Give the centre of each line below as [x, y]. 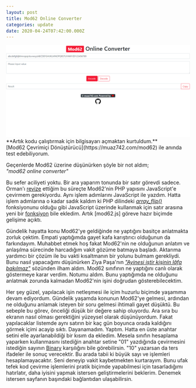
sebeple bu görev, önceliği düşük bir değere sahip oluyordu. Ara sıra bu [92, 311]
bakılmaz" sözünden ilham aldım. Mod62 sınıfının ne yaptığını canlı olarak [94, 268]
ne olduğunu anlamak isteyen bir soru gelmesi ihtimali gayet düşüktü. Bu [93, 304]
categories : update [30, 25]
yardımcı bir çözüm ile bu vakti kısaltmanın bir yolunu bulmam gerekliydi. [93, 256]
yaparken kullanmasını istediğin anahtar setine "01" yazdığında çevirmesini [96, 342]
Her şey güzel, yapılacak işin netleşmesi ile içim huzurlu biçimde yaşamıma [96, 292]
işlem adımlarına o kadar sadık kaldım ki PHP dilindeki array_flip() [84, 201]
